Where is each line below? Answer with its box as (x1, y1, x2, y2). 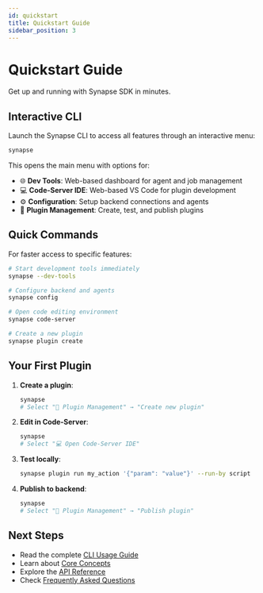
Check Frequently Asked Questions (19, 575, 135, 584)
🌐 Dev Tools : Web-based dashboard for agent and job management (19, 176, 243, 185)
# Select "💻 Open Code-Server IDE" (19, 440, 140, 449)
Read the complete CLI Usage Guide (19, 549, 139, 560)
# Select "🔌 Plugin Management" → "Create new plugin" (19, 402, 205, 411)
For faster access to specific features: (8, 249, 132, 259)
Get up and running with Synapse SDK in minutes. (8, 87, 171, 96)
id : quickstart (8, 11, 59, 20)
